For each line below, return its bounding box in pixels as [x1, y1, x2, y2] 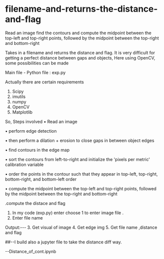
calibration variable [5, 161, 44, 167]
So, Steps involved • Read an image [5, 119, 77, 124]
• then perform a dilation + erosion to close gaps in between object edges [5, 138, 155, 143]
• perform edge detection [5, 128, 57, 134]
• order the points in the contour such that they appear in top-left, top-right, [5, 171, 158, 177]
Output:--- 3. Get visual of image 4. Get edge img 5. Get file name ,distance [5, 224, 158, 230]
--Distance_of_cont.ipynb [5, 248, 56, 254]
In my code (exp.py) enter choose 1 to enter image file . [12, 210, 124, 216]
